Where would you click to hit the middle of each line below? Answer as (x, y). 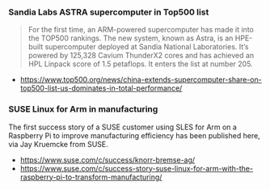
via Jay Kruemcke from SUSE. (59, 144)
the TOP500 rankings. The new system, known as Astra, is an (131, 38)
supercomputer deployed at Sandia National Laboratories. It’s (147, 47)
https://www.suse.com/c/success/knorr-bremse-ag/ (108, 159)
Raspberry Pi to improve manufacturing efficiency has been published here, (134, 135)
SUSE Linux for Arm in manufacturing (83, 109)
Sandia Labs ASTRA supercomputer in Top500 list (109, 12)
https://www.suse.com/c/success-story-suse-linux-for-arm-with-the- (136, 168)
